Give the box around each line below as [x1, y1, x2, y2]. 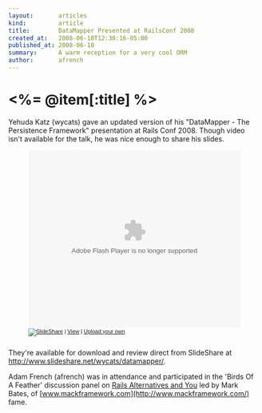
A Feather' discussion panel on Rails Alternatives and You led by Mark [8, 380, 239, 390]
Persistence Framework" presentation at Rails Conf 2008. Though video [8, 125, 245, 135]
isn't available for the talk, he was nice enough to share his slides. [8, 133, 225, 144]
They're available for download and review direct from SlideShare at [8, 347, 232, 357]
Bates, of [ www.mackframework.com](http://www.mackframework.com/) [8, 388, 250, 398]
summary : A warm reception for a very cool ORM [8, 49, 188, 57]
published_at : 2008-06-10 [8, 42, 94, 50]
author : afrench [8, 57, 84, 65]
